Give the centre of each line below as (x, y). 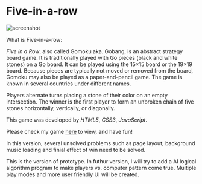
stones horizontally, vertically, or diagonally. (61, 108)
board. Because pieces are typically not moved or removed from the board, (100, 70)
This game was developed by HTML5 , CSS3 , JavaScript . (77, 120)
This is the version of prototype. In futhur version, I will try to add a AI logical (101, 161)
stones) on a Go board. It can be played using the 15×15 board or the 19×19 (99, 64)
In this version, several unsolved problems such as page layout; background (101, 143)
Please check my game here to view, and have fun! (69, 131)
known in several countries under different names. (69, 84)
